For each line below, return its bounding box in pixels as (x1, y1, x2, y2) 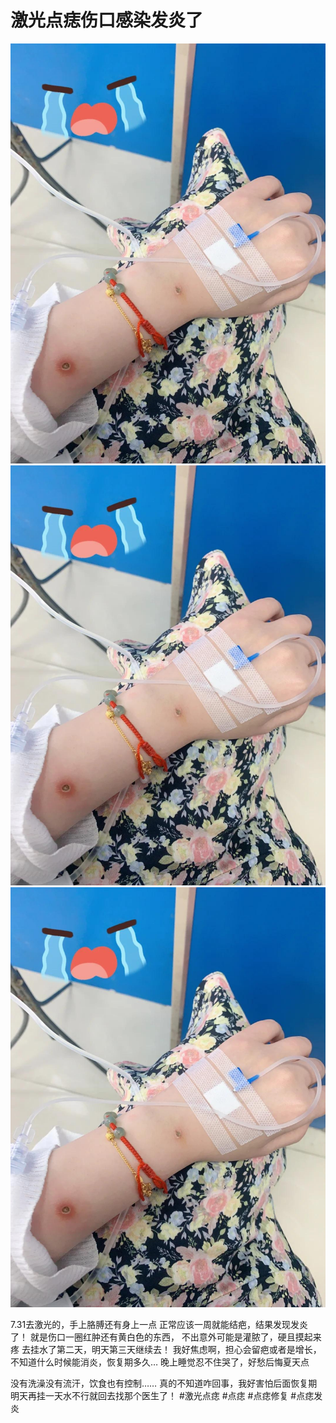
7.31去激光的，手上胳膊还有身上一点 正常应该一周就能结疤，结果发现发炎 (10, 1318, 309, 1330)
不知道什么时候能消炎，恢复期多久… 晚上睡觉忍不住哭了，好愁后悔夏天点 (10, 1356, 310, 1368)
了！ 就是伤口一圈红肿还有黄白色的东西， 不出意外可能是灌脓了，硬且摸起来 (10, 1331, 322, 1343)
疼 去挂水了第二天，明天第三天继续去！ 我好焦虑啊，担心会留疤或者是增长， (10, 1343, 322, 1355)
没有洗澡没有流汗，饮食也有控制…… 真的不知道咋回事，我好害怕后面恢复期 (10, 1377, 318, 1389)
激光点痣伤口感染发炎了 (10, 9, 204, 32)
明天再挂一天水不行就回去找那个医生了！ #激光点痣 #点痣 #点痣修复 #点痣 (10, 1389, 315, 1401)
